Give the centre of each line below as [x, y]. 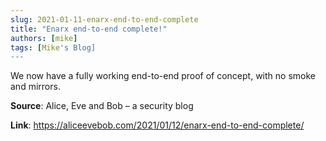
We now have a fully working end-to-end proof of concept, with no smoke [163, 76]
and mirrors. [35, 87]
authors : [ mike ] [44, 38]
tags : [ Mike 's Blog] [53, 47]
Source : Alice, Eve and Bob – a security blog [102, 106]
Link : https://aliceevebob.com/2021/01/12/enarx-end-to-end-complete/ [157, 125]
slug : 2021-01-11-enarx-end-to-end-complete [104, 19]
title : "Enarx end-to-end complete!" [89, 29]
